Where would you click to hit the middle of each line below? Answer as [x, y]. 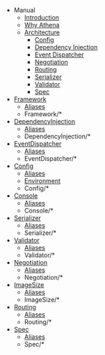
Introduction [42, 17]
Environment [42, 181]
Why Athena [42, 25]
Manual [25, 10]
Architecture [42, 32]
